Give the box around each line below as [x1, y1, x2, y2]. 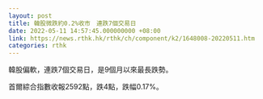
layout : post [8, 11, 53, 20]
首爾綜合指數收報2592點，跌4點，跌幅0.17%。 [8, 82, 163, 92]
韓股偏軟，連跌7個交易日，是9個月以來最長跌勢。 [8, 65, 173, 75]
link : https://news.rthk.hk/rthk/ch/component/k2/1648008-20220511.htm [8, 34, 255, 43]
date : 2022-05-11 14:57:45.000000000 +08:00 [8, 27, 161, 35]
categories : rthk [8, 42, 67, 50]
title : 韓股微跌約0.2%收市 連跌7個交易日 [8, 19, 137, 27]
